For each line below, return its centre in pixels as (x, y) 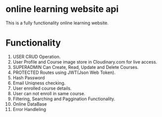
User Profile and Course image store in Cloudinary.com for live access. (85, 62)
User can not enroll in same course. (49, 93)
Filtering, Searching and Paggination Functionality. (64, 99)
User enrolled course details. (42, 88)
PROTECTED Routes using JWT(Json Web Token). (64, 72)
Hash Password (29, 77)
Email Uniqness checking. (39, 83)
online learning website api (62, 9)
